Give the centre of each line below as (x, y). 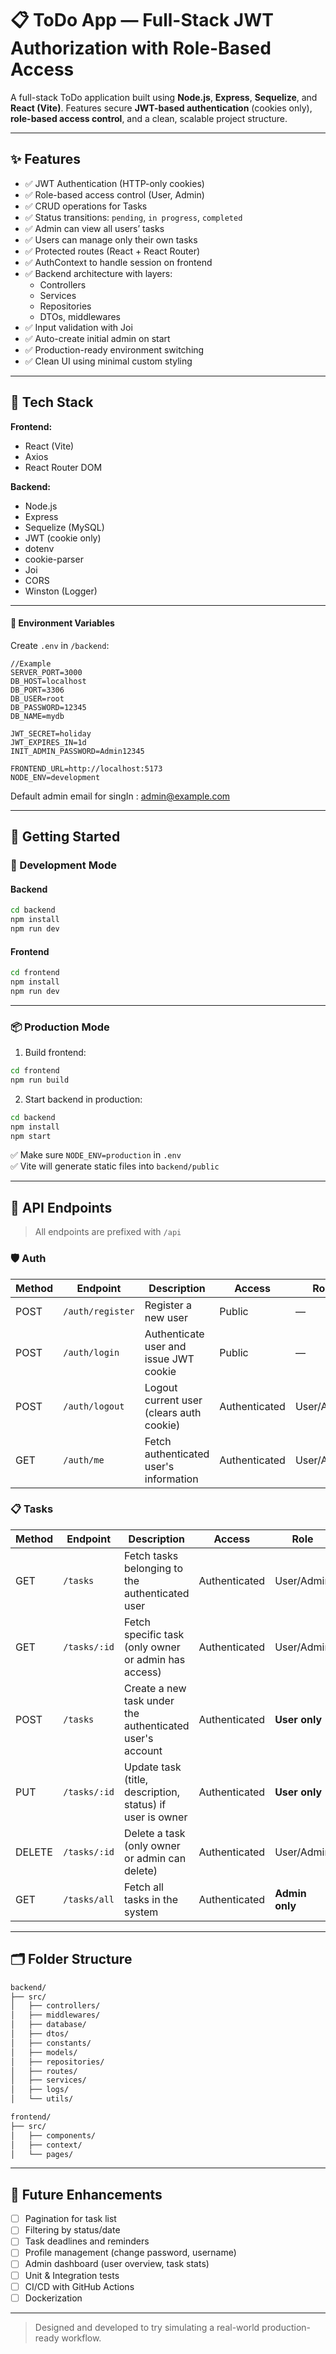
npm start (31, 1136)
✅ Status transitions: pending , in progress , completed (133, 217)
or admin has (155, 1659)
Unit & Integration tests (72, 2275)
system (141, 1912)
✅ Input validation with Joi (78, 327)
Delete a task (155, 1833)
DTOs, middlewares (80, 316)
